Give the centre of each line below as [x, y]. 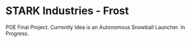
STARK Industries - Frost [67, 11]
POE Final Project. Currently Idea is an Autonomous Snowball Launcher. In [95, 27]
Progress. [17, 33]
